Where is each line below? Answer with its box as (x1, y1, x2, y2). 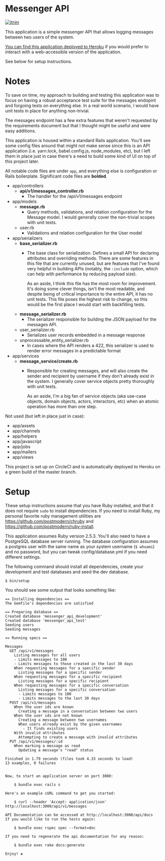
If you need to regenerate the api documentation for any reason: (5, 834, 144, 839)
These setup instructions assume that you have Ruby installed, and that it (5, 502, 154, 508)
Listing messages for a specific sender (18, 670, 102, 675)
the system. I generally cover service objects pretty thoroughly (27, 378, 155, 384)
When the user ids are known (14, 704, 74, 710)
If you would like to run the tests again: (5, 817, 96, 822)
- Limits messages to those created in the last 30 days (14, 661, 133, 666)
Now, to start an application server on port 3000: (5, 773, 113, 779)
